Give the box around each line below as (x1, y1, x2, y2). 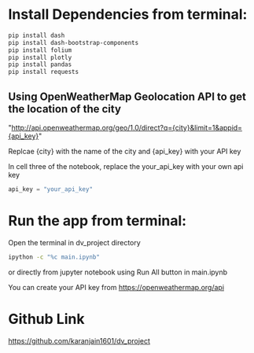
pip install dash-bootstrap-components (8, 39, 139, 46)
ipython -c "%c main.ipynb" (8, 253, 101, 261)
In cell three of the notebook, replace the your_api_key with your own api (8, 162, 244, 171)
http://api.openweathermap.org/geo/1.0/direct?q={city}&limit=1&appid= (11, 123, 242, 132)
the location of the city (8, 102, 122, 116)
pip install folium (8, 46, 72, 54)
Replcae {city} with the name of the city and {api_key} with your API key (8, 147, 241, 156)
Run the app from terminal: (8, 212, 187, 230)
